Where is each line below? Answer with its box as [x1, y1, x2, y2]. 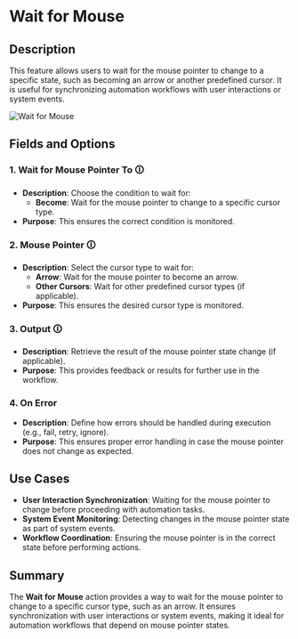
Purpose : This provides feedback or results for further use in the [21, 365, 260, 376]
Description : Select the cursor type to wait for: [21, 262, 194, 272]
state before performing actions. [21, 542, 141, 553]
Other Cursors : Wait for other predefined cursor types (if [35, 280, 246, 291]
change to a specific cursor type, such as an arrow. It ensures [9, 601, 236, 611]
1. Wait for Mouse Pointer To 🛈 [9, 164, 145, 176]
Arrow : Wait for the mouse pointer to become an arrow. [35, 271, 238, 282]
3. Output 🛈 [9, 322, 62, 335]
